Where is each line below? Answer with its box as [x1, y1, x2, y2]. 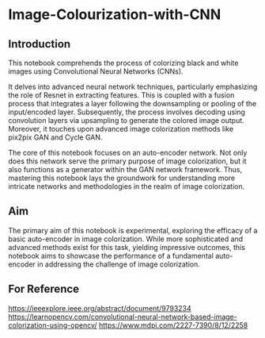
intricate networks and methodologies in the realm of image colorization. [8, 182, 245, 191]
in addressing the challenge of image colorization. [36, 259, 200, 269]
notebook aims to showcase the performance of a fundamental [8, 251, 214, 260]
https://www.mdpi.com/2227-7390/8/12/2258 [98, 320, 248, 330]
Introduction [8, 37, 71, 51]
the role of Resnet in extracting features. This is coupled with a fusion [8, 90, 235, 100]
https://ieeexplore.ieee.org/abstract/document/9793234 [8, 303, 191, 313]
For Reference [8, 282, 80, 296]
